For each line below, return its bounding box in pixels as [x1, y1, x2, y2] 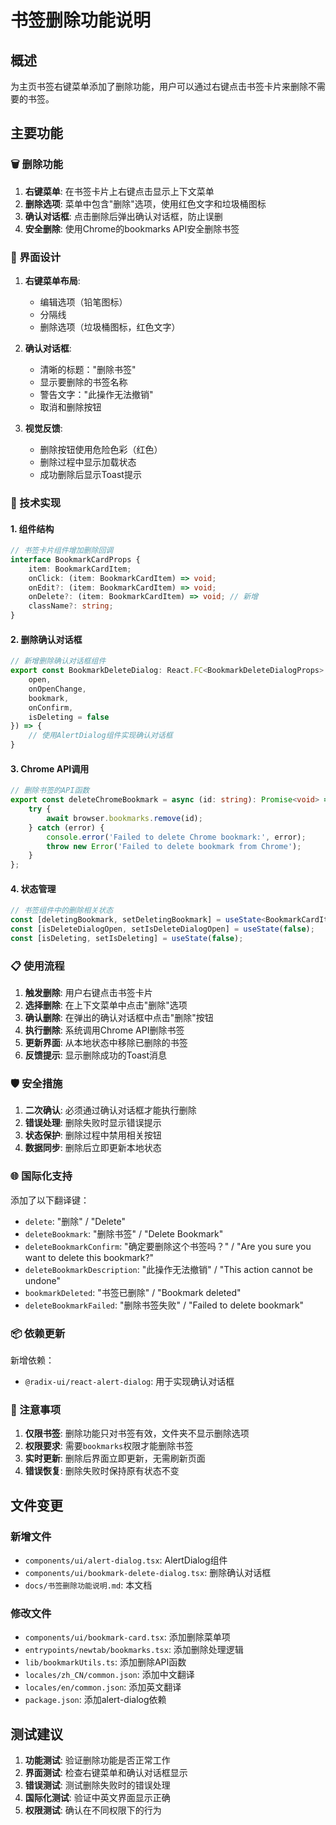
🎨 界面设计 [10, 250, 62, 264]
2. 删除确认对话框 [10, 633, 83, 645]
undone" [24, 1274, 62, 1286]
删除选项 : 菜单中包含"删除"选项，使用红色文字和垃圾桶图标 [24, 197, 267, 210]
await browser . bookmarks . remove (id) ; [46, 813, 203, 823]
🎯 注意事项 [10, 1402, 62, 1416]
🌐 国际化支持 [10, 1169, 73, 1183]
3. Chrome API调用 [10, 762, 90, 775]
